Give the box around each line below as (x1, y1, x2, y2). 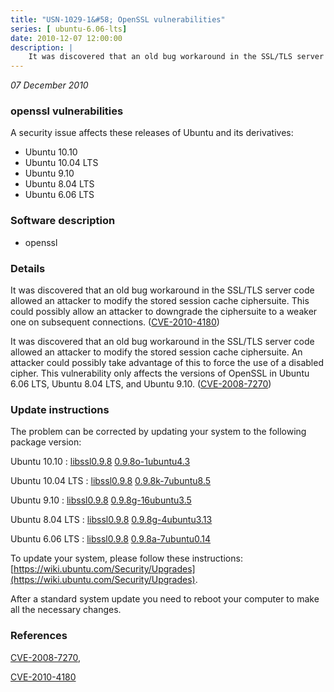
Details (10, 261, 46, 275)
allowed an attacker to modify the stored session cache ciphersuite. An (10, 346, 303, 358)
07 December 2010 (10, 79, 89, 91)
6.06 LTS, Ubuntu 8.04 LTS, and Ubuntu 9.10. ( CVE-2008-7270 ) (10, 378, 272, 390)
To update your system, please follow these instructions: (10, 552, 243, 565)
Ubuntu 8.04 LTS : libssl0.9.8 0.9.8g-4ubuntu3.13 (10, 514, 213, 526)
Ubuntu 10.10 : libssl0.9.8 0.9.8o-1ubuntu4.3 (10, 456, 191, 468)
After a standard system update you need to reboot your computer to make (10, 593, 320, 605)
